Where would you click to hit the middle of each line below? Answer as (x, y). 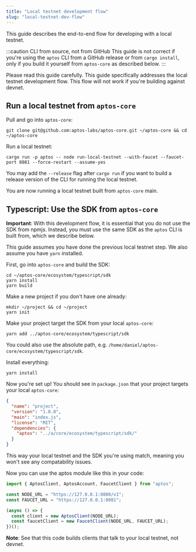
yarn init (18, 313)
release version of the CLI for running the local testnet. (72, 180)
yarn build (19, 286)
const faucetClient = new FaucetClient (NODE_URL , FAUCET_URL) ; (90, 522)
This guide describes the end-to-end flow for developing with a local (89, 33)
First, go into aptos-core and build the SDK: (58, 265)
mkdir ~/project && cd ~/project (47, 307)
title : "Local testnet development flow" (57, 11)
